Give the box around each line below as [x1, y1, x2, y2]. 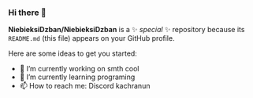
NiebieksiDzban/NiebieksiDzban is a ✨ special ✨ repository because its [8, 25, 245, 34]
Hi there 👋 [8, 7, 47, 18]
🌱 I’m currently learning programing [19, 72, 136, 82]
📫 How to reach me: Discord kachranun [19, 82, 151, 91]
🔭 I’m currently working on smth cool [19, 64, 140, 74]
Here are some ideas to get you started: [8, 49, 138, 58]
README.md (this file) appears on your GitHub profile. [8, 34, 175, 43]
